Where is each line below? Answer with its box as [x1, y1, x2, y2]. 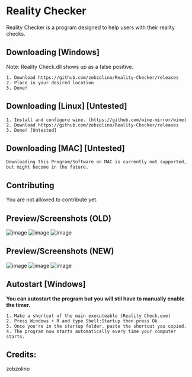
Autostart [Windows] [6, 279, 86, 289]
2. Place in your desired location [6, 80, 94, 85]
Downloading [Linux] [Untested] [6, 101, 127, 111]
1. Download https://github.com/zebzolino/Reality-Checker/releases [6, 74, 179, 81]
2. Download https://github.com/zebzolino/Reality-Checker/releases [6, 122, 179, 128]
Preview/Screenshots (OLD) [6, 213, 111, 223]
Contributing [6, 180, 55, 191]
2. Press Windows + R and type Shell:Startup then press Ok [6, 318, 158, 324]
